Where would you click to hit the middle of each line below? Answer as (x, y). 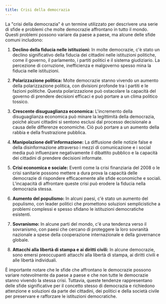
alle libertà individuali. (35, 260)
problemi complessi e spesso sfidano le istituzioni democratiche (78, 209)
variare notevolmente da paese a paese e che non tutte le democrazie (77, 275)
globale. (21, 240)
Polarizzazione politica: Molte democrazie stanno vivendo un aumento (85, 80)
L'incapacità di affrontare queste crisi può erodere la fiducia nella (79, 183)
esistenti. (22, 214)
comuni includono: (24, 40)
